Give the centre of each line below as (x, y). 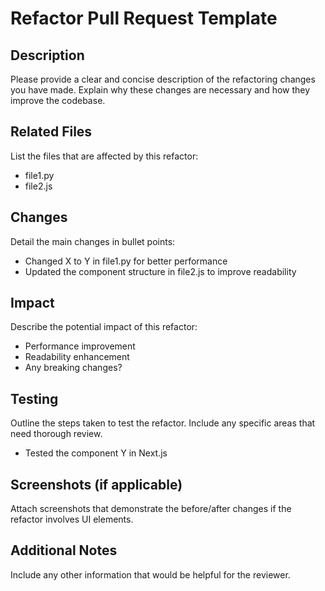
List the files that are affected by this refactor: (104, 156)
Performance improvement (80, 346)
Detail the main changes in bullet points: (93, 241)
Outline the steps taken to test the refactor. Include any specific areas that (163, 423)
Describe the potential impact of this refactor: (104, 327)
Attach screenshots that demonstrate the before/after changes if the (151, 509)
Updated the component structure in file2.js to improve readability (160, 271)
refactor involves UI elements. (72, 519)
